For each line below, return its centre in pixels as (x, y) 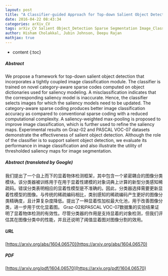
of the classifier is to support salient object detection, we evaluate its (76, 140)
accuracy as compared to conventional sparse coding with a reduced (77, 113)
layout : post (19, 10)
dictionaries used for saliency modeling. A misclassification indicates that (81, 92)
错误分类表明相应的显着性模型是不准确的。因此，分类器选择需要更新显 (90, 188)
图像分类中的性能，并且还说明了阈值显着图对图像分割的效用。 (82, 219)
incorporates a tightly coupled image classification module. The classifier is (83, 81)
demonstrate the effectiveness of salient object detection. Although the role (83, 135)
